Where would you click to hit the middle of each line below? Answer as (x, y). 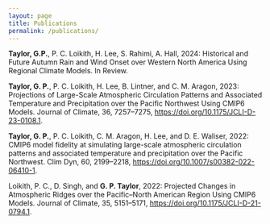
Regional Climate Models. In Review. (69, 71)
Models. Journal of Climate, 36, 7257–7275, (81, 112)
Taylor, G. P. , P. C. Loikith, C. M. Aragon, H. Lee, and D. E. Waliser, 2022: (129, 136)
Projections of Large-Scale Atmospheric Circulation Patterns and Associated (135, 95)
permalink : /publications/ (54, 31)
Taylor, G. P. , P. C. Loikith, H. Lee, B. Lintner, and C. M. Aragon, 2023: (124, 86)
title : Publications (43, 23)
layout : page (30, 16)
